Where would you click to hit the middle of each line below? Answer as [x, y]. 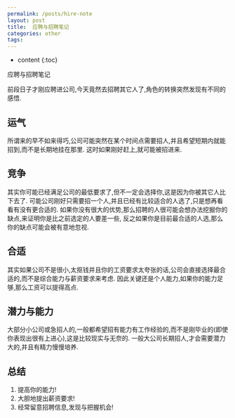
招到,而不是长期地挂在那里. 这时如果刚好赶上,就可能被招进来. [95, 149]
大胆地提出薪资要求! [46, 398]
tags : [15, 40]
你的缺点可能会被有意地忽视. [48, 227]
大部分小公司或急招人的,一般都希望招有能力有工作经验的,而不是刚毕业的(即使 [118, 329]
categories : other [34, 33]
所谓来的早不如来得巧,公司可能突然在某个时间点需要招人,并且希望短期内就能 [117, 141]
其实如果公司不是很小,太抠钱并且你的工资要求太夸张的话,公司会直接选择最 [114, 269]
